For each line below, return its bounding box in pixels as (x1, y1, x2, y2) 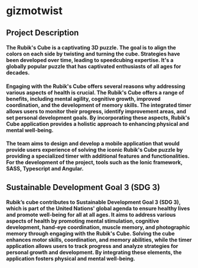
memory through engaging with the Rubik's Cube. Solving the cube (6, 230, 176, 237)
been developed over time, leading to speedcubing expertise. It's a (6, 57, 174, 64)
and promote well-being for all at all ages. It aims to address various (6, 211, 176, 218)
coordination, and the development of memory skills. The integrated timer (6, 102, 192, 109)
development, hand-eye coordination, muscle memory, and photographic (6, 224, 190, 231)
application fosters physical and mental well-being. (6, 255, 135, 262)
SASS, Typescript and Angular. (6, 165, 84, 172)
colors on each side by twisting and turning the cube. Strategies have (6, 50, 180, 57)
